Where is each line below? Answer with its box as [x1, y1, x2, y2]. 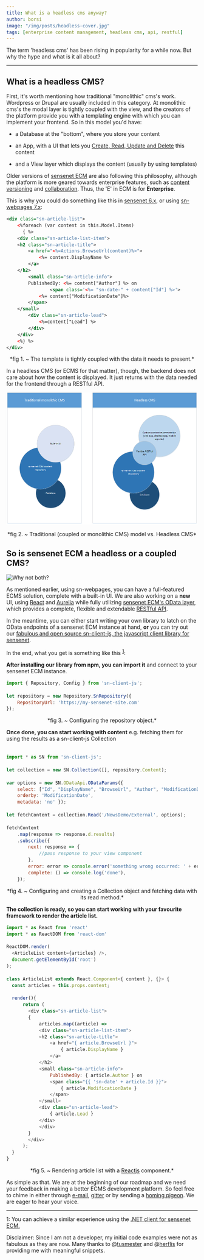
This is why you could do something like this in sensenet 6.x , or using [6, 197, 180, 204]
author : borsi [6, 16, 42, 23]
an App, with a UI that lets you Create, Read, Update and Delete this [15, 142, 185, 149]
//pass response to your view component [38, 851, 143, 857]
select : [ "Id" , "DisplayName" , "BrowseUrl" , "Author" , [17, 786, 159, 792]
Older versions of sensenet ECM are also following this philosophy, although [6, 172, 197, 180]
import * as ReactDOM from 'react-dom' [6, 931, 107, 937]
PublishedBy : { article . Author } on [49, 1072, 143, 1078]
